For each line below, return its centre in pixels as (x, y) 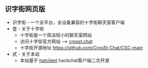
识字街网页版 (25, 9)
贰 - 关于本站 (26, 54)
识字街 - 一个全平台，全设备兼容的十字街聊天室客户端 (68, 22)
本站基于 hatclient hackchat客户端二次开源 (65, 60)
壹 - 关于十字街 (28, 28)
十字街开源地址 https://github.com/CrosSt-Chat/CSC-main (81, 48)
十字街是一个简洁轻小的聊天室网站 (56, 35)
